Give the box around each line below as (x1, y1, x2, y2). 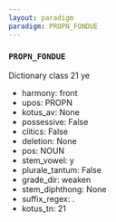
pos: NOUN (21, 145, 65, 156)
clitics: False (21, 126, 69, 137)
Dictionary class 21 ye (8, 70, 91, 81)
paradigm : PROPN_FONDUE (8, 22, 99, 31)
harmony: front (21, 87, 78, 98)
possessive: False (21, 116, 89, 127)
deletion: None (21, 135, 78, 146)
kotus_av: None (21, 106, 81, 118)
